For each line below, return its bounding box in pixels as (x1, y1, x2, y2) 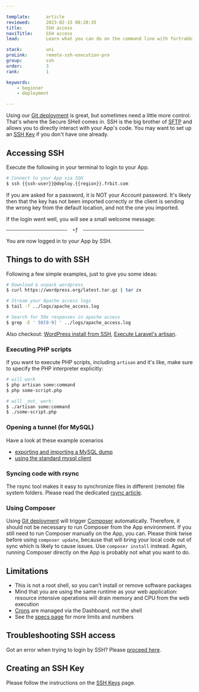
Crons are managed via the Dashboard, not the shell (14, 607, 142, 614)
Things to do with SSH (6, 254, 90, 264)
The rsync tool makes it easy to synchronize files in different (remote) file (6, 483, 185, 490)
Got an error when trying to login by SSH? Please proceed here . (6, 646, 162, 653)
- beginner (17, 85, 44, 91)
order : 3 (6, 63, 49, 69)
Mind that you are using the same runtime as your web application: (14, 588, 178, 595)
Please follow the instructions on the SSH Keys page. (6, 679, 136, 686)
